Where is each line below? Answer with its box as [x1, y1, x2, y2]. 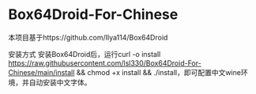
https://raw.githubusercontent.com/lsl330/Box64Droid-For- [8, 58, 201, 68]
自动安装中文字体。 [28, 77, 92, 87]
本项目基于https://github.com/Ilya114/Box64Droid [8, 32, 168, 42]
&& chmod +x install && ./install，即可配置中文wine [76, 67, 241, 77]
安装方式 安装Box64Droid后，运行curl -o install [8, 49, 161, 58]
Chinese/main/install [8, 67, 75, 77]
